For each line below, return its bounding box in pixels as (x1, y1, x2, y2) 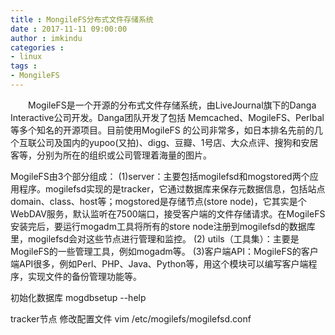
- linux (10, 52, 43, 62)
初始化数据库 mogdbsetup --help (10, 291, 147, 303)
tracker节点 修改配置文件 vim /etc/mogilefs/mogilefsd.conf (10, 312, 252, 325)
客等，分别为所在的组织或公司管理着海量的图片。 (10, 149, 212, 161)
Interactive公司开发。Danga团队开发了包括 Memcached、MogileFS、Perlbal (10, 111, 325, 123)
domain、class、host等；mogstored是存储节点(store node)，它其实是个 (10, 195, 307, 207)
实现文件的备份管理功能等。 (27, 270, 142, 282)
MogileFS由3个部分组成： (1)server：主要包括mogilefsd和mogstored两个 (10, 170, 310, 182)
